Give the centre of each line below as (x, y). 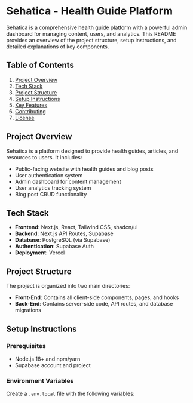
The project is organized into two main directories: (68, 286)
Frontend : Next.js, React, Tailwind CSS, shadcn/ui (76, 227)
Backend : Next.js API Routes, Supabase (64, 233)
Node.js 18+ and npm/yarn (48, 359)
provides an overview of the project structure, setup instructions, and (91, 40)
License (24, 118)
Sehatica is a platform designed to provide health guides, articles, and (92, 151)
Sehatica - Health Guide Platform (90, 11)
